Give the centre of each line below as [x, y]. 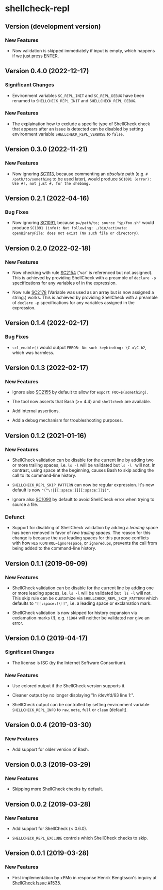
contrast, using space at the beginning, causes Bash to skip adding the [83, 470]
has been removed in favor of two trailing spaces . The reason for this [81, 533]
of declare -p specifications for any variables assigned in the [73, 302]
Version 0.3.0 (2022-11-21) [46, 149]
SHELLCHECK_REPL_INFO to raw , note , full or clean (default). [70, 710]
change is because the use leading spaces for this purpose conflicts [80, 538]
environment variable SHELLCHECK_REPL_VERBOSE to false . [68, 134]
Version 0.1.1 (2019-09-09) [46, 563]
